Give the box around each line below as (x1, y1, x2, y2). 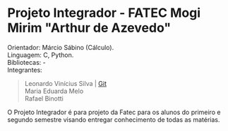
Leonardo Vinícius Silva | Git (24, 79, 107, 87)
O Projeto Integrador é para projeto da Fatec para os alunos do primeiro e (7, 108, 221, 116)
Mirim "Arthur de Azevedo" (7, 20, 172, 36)
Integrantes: (7, 65, 42, 74)
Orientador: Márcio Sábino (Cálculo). (7, 43, 114, 51)
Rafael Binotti (24, 94, 64, 103)
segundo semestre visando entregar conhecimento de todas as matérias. (7, 115, 220, 124)
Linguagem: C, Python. (7, 51, 74, 59)
